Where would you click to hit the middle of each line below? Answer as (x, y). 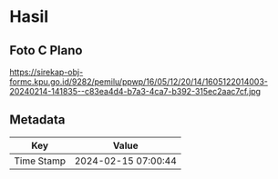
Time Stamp (40, 161)
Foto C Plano (46, 50)
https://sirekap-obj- (46, 72)
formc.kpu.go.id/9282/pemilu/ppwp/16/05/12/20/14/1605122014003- (139, 82)
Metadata (37, 120)
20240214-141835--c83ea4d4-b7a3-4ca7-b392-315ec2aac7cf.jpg (135, 91)
